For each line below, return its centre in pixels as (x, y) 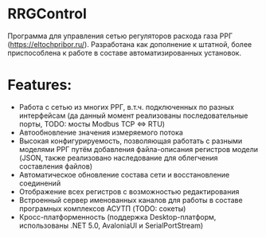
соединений (40, 183)
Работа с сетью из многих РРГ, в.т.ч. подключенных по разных (126, 107)
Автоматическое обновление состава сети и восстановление (124, 174)
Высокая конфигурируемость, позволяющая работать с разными (131, 141)
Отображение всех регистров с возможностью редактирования (129, 191)
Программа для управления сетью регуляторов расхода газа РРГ (120, 36)
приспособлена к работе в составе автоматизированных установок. (125, 53)
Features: (40, 85)
